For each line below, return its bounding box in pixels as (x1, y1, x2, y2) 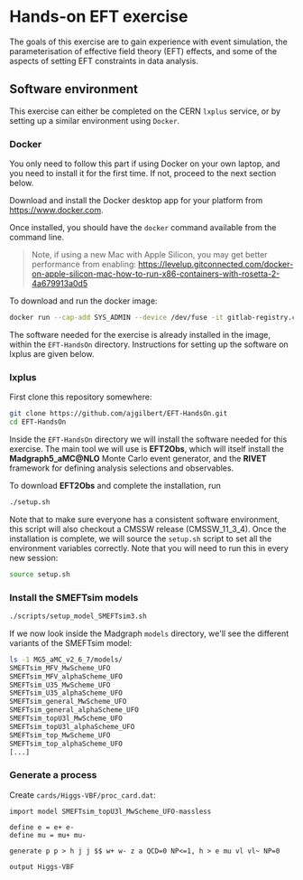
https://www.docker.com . (9, 205, 104, 216)
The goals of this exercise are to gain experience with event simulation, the (9, 36, 289, 47)
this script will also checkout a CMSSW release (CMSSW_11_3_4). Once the (9, 523, 287, 534)
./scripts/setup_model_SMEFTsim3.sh (9, 612, 147, 621)
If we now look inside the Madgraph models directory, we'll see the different (9, 628, 289, 639)
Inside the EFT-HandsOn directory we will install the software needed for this (9, 434, 288, 445)
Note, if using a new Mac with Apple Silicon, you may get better (31, 249, 268, 260)
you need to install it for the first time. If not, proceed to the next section (9, 168, 277, 179)
